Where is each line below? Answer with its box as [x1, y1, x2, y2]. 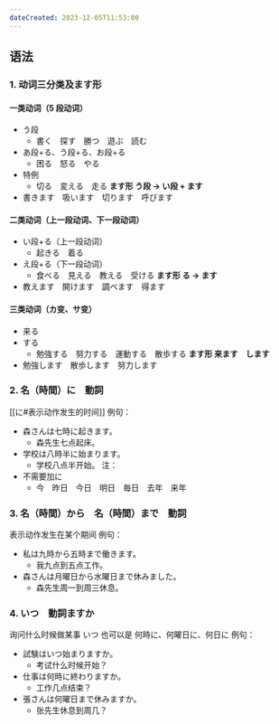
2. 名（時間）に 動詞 [9, 384, 104, 397]
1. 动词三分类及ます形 [9, 78, 102, 90]
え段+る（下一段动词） [22, 259, 108, 269]
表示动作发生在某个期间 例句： [9, 530, 123, 541]
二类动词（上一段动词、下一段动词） [9, 214, 144, 225]
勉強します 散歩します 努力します [22, 359, 158, 371]
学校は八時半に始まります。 [22, 448, 126, 459]
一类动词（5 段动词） [9, 102, 88, 113]
